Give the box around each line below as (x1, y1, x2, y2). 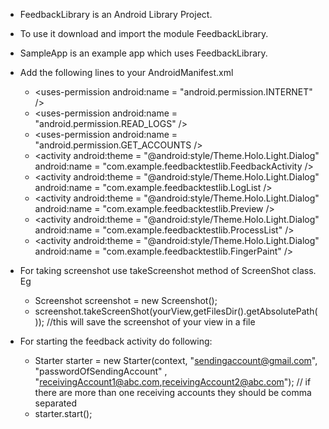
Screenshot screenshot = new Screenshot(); (34, 295, 218, 306)
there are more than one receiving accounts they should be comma (34, 387, 312, 398)
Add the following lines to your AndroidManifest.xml (19, 67, 234, 78)
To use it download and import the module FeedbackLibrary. (19, 28, 269, 39)
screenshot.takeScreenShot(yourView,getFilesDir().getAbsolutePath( (34, 305, 318, 317)
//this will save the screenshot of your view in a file (46, 316, 256, 328)
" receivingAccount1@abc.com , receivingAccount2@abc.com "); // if (34, 376, 312, 388)
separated (34, 397, 78, 409)
